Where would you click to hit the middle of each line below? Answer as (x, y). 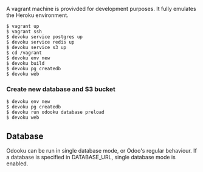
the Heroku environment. (37, 15)
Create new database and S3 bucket (61, 89)
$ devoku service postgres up (45, 37)
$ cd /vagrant (24, 53)
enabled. (17, 164)
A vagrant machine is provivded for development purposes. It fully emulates (101, 9)
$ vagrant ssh (24, 31)
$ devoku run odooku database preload (55, 112)
